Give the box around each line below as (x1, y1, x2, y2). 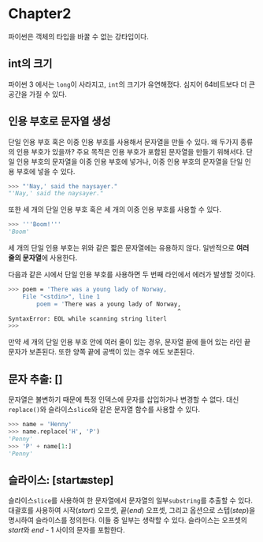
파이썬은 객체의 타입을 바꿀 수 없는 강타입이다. (8, 32, 150, 41)
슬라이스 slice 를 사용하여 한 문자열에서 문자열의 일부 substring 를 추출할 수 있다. (8, 496, 254, 505)
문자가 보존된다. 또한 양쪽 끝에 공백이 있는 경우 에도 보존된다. (8, 347, 195, 357)
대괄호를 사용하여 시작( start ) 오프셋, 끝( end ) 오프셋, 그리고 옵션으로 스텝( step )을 (8, 506, 256, 515)
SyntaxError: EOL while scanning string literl (8, 314, 168, 323)
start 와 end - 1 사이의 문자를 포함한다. (8, 525, 125, 535)
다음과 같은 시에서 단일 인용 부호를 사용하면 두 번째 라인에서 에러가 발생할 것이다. (8, 269, 256, 280)
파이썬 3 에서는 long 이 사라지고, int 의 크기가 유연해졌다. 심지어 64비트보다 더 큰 (8, 80, 256, 89)
